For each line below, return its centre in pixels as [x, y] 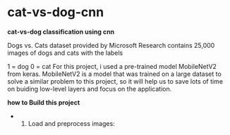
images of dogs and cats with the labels [65, 53]
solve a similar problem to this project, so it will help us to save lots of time [115, 81]
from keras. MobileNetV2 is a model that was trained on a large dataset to [115, 74]
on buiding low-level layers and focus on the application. [90, 89]
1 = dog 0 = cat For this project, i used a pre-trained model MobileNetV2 [112, 66]
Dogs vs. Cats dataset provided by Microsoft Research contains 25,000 [111, 45]
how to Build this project [44, 102]
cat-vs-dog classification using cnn [61, 32]
